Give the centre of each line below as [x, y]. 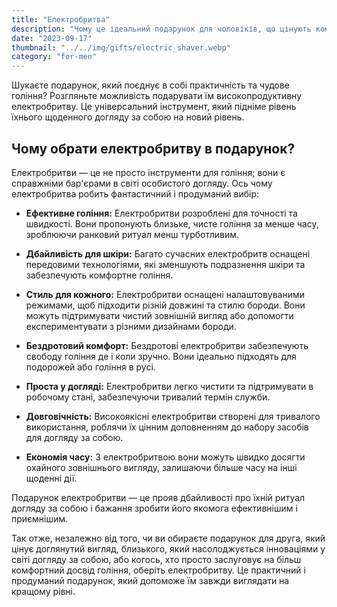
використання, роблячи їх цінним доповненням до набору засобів [167, 427]
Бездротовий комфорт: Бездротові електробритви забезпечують [167, 345]
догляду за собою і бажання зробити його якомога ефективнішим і [154, 508]
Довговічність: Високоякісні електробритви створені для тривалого [173, 416]
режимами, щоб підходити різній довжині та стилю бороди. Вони [165, 305]
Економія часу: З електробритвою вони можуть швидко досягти [165, 457]
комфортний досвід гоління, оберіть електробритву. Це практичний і [158, 570]
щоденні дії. [51, 478]
